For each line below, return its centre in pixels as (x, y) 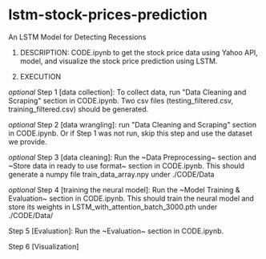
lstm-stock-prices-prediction (108, 15)
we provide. (28, 141)
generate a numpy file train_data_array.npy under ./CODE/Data (111, 174)
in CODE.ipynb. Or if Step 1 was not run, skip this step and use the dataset (130, 133)
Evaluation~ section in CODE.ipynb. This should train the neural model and (131, 198)
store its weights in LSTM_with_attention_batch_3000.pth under (113, 207)
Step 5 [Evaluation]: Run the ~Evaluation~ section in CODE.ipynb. (116, 231)
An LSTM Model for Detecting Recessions (77, 37)
